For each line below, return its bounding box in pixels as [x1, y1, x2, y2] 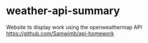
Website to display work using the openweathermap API [6, 24, 143, 31]
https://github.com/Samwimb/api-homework [6, 29, 114, 37]
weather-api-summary [6, 4, 120, 18]
